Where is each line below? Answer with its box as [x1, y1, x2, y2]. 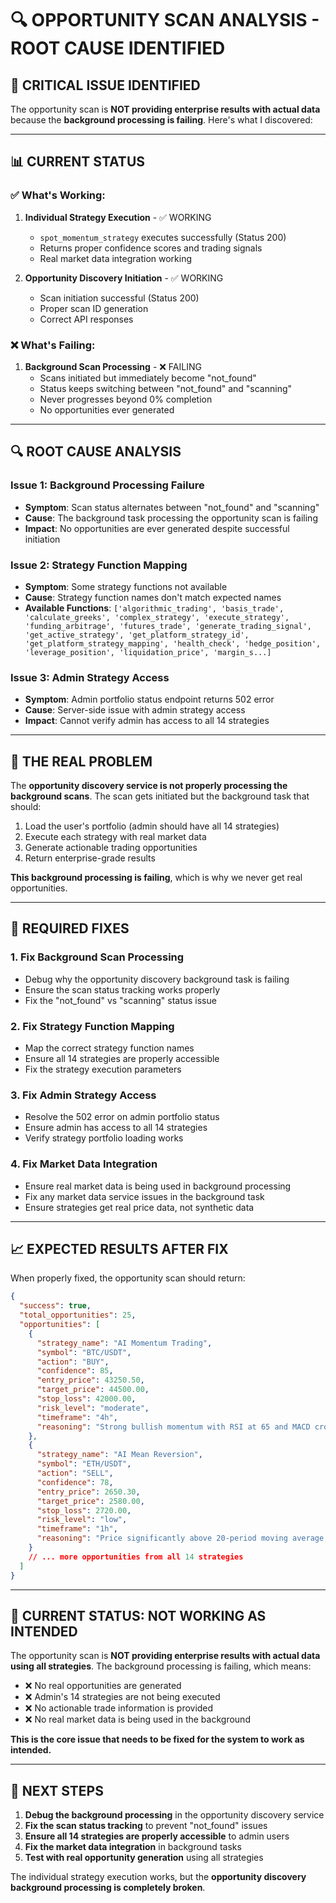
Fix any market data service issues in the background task [24, 1190, 265, 1202]
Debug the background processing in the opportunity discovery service [24, 1809, 325, 1821]
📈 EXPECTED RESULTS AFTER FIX [10, 1241, 229, 1258]
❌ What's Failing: [10, 338, 96, 352]
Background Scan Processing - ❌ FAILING [24, 360, 202, 372]
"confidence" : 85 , [36, 1366, 114, 1376]
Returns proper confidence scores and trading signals [39, 242, 263, 254]
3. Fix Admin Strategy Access [10, 1088, 157, 1102]
